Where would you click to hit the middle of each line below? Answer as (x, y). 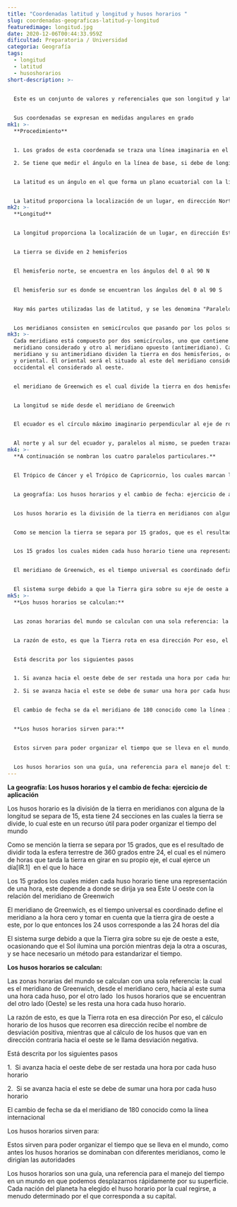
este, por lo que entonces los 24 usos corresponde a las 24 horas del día (114, 925)
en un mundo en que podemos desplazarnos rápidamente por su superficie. (118, 1181)
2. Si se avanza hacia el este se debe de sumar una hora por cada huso (112, 1088)
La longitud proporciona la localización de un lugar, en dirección (116, 233)
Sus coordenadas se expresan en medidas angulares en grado (104, 118)
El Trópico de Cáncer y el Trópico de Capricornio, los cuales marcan (120, 475)
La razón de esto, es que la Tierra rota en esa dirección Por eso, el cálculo (115, 1017)
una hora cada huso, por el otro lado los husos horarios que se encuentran (117, 996)
